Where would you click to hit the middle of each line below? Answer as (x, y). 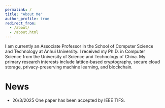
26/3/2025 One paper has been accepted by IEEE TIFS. (68, 100)
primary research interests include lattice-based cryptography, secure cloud (82, 62)
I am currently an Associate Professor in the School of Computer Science (79, 46)
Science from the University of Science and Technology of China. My (75, 56)
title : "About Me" (24, 14)
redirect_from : (21, 23)
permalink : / (18, 10)
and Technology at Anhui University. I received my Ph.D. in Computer (75, 51)
